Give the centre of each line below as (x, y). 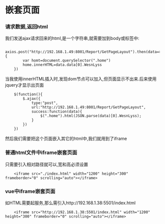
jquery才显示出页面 (25, 85)
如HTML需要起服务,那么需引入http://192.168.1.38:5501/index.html (70, 203)
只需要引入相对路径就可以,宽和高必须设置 (47, 164)
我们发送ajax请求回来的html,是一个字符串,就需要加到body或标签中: (72, 38)
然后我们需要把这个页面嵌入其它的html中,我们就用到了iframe (66, 139)
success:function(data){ (57, 112)
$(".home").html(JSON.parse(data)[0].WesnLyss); (91, 116)
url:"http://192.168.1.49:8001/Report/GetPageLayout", (89, 107)
